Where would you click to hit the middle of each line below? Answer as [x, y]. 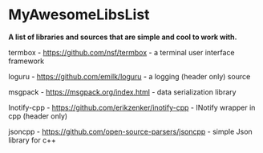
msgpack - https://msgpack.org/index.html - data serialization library [122, 92]
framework [26, 61]
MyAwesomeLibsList [79, 15]
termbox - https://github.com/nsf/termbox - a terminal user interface [121, 52]
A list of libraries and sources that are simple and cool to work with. [123, 37]
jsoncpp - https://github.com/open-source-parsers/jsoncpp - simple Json [130, 131]
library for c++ [32, 140]
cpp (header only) [38, 116]
